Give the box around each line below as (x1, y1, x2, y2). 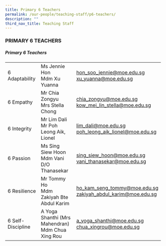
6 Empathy (7, 99, 33, 106)
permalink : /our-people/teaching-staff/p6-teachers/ (5, 12, 116, 17)
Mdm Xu (41, 75, 61, 82)
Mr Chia (41, 89, 59, 96)
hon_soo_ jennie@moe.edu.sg (76, 69, 145, 76)
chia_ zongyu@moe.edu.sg (76, 96, 138, 103)
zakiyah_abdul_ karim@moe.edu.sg (76, 191, 157, 198)
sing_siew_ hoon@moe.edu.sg (76, 152, 146, 159)
